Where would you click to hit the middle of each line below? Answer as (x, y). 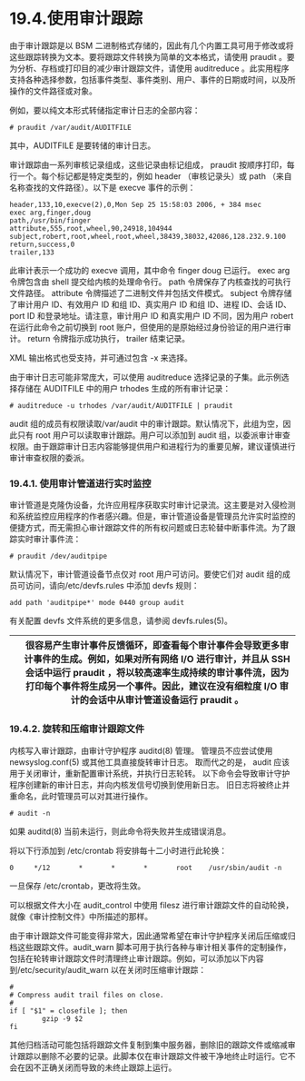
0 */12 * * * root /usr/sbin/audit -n (146, 868)
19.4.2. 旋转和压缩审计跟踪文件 (77, 729)
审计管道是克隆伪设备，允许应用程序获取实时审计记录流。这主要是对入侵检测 (152, 505)
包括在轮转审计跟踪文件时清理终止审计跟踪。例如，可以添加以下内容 (137, 958)
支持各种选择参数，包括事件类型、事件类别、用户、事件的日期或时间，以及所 (152, 79)
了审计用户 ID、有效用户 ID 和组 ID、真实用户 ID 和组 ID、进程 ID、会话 (142, 304)
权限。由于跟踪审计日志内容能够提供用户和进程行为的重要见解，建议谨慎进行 (152, 446)
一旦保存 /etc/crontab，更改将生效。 (78, 886)
